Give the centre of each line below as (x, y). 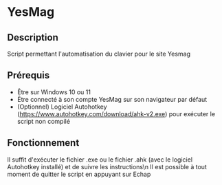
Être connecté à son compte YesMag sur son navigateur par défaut (112, 99)
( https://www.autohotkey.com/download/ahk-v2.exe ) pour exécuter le (116, 113)
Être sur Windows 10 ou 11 (54, 92)
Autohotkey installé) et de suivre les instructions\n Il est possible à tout (107, 166)
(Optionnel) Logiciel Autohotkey (62, 107)
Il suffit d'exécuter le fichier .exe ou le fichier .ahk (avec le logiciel (100, 160)
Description (33, 37)
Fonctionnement (43, 143)
